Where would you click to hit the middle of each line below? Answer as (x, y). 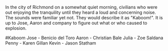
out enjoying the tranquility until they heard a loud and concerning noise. (81, 12)
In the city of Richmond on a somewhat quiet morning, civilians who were (81, 7)
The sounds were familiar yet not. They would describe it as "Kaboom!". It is (84, 18)
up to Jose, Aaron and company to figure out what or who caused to (76, 23)
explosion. (16, 28)
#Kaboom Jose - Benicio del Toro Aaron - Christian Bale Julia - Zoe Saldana (84, 38)
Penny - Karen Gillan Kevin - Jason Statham (51, 43)
